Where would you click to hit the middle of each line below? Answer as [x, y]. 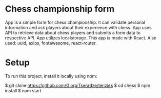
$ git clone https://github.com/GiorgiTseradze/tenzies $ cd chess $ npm [78, 85]
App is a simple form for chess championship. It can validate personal [75, 22]
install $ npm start [23, 90]
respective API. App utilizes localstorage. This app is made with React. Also [81, 38]
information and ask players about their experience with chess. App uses [79, 27]
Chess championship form [60, 9]
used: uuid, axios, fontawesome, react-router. [51, 43]
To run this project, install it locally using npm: [51, 76]
